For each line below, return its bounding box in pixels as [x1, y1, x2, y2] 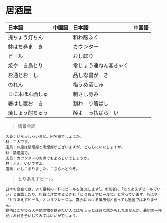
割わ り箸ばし [73, 100, 109, 107]
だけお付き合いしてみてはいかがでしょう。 [5, 213, 80, 218]
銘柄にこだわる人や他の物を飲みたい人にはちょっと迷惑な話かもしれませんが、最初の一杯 [5, 208, 162, 213]
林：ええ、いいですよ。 [5, 161, 47, 166]
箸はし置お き [8, 100, 44, 107]
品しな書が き [73, 71, 109, 79]
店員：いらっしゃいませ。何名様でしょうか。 [5, 134, 84, 139]
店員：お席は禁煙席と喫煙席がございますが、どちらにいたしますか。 [5, 144, 125, 150]
